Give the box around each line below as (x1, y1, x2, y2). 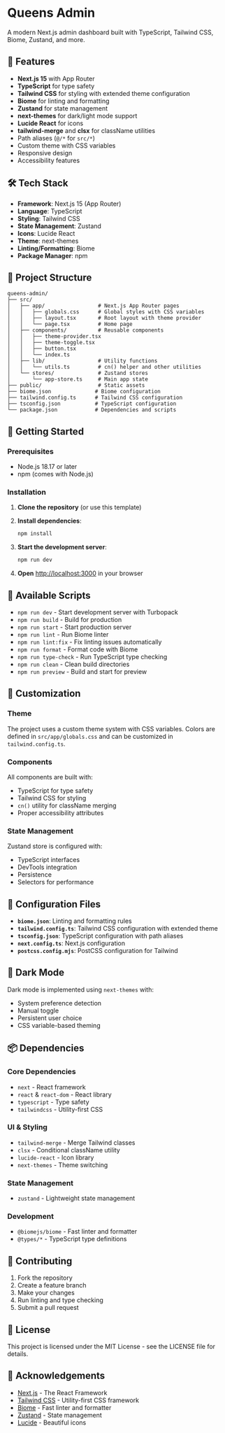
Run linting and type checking (17, 1296, 103, 1304)
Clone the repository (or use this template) (17, 503, 142, 511)
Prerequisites (7, 446, 54, 456)
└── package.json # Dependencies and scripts (7, 407, 177, 414)
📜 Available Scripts (7, 589, 91, 601)
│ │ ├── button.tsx (7, 345, 77, 353)
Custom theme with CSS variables (17, 141, 116, 150)
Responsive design (17, 148, 73, 157)
